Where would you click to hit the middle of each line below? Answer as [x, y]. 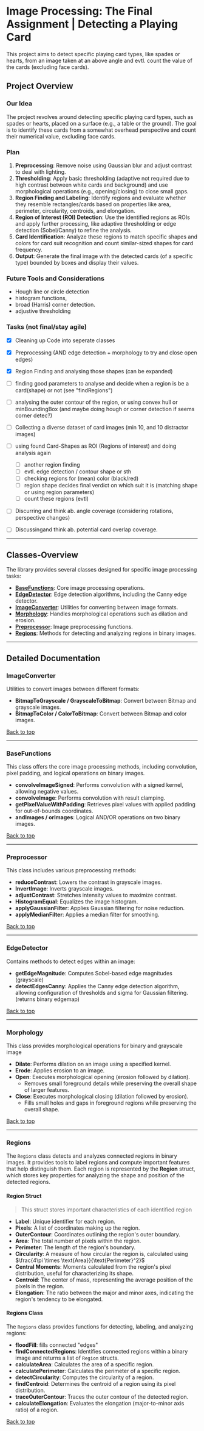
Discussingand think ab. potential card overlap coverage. [86, 529]
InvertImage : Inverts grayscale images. [64, 889]
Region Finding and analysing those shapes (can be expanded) [94, 371]
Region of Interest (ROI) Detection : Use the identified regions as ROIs [102, 217]
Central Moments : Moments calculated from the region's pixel [93, 1266]
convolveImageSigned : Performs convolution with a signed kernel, [99, 785]
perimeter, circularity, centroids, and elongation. [75, 210]
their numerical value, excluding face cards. [61, 136]
